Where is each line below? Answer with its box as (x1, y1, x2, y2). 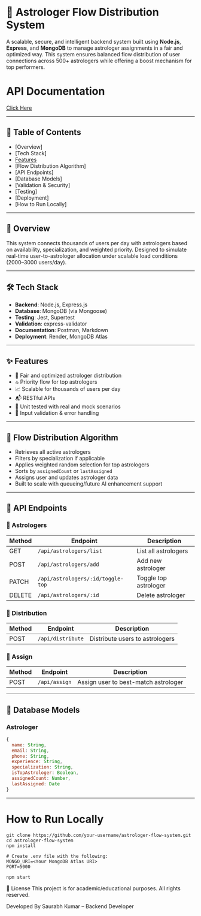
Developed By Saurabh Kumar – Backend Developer (6, 902, 135, 910)
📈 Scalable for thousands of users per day (14, 385, 121, 393)
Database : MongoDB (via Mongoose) (14, 308, 108, 315)
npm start (6, 874, 31, 880)
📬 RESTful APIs (14, 394, 56, 402)
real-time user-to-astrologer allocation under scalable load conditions (6, 252, 178, 260)
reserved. (6, 891, 30, 898)
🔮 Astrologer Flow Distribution (6, 5, 160, 19)
